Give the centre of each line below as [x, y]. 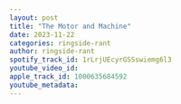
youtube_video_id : [44, 69]
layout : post [34, 18]
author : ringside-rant [52, 52]
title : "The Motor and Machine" [70, 26]
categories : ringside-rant [60, 43]
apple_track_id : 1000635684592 [68, 77]
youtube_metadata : [44, 85]
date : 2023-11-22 [42, 34]
